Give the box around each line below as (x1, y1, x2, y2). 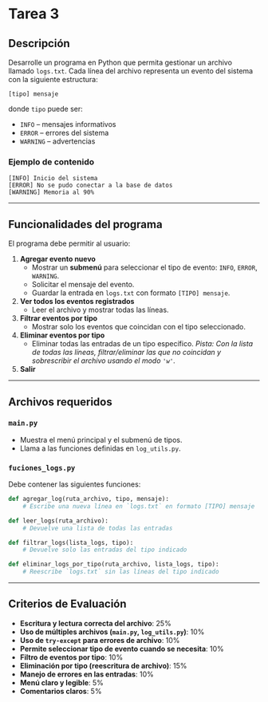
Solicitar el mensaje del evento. (31, 280, 135, 290)
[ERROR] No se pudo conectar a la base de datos (8, 181, 173, 190)
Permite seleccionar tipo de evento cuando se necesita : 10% (19, 644, 225, 653)
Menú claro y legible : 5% (19, 677, 104, 687)
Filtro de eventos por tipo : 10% (19, 652, 124, 662)
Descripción (8, 37, 70, 50)
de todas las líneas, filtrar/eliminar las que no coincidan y (31, 348, 222, 357)
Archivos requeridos (8, 395, 113, 408)
